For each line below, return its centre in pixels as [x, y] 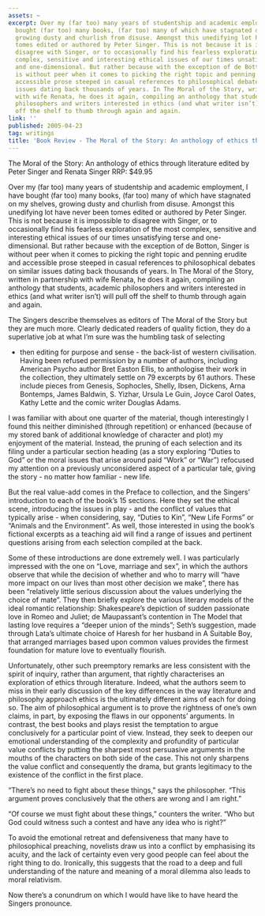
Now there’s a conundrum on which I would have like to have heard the [123, 895]
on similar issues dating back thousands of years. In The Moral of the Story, [131, 271]
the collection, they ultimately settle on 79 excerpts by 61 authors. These [137, 377]
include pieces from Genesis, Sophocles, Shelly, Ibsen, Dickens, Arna [132, 385]
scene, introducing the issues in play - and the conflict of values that [119, 509]
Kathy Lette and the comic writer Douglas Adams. [100, 402]
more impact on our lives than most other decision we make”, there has [123, 583]
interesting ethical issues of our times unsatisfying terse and [106, 237]
